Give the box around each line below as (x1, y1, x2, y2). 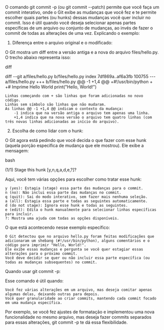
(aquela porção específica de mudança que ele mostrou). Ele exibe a (5, 142, 144, 148)
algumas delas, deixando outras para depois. (5, 292, 99, 297)
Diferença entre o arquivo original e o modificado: (12, 40, 113, 46)
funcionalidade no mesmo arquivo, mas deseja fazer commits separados (5, 314, 152, 320)
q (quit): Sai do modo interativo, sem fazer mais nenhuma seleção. (5, 194, 148, 199)
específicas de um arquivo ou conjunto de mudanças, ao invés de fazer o (5, 25, 153, 31)
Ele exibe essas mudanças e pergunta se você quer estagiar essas (5, 247, 143, 252)
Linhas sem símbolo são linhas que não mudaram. (5, 102, 106, 107)
